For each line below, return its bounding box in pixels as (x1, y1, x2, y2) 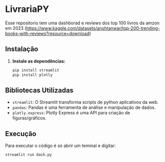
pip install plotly (12, 72, 53, 78)
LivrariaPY (5, 3, 50, 15)
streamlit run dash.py (5, 153, 52, 158)
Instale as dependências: (12, 58, 65, 64)
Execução (5, 129, 37, 138)
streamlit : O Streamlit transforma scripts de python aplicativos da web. (12, 99, 159, 105)
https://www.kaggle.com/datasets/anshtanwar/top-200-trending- (26, 25, 160, 31)
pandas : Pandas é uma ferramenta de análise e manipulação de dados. (12, 104, 156, 110)
